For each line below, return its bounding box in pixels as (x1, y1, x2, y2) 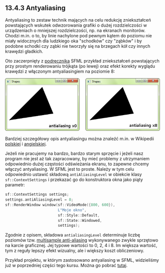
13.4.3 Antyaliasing (5, 4, 66, 12)
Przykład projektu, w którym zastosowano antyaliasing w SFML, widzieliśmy (5, 257, 159, 263)
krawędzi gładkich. (5, 48, 43, 54)
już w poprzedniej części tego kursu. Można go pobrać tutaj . (5, 263, 128, 269)
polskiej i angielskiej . (5, 141, 47, 147)
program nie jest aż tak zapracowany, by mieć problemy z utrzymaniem (5, 156, 150, 162)
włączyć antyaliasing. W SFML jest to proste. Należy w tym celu (5, 166, 134, 172)
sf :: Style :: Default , (57, 212, 100, 218)
